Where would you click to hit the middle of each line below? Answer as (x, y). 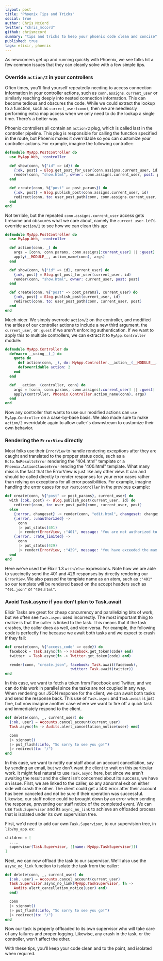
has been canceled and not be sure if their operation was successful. (74, 794)
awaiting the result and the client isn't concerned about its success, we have (81, 778)
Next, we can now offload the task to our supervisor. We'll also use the (76, 861)
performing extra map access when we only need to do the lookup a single (80, 113)
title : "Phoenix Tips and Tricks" (40, 14)
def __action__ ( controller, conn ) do (48, 385)
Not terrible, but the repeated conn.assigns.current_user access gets (75, 215)
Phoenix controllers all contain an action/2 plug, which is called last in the (79, 128)
